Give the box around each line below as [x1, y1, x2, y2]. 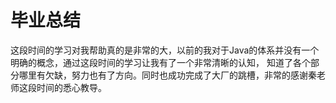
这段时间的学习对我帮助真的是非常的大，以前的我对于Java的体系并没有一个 [10, 44, 320, 56]
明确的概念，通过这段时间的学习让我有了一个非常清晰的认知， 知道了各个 [10, 56, 311, 68]
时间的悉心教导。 [36, 81, 107, 93]
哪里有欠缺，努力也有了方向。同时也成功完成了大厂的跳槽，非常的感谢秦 [18, 69, 317, 81]
